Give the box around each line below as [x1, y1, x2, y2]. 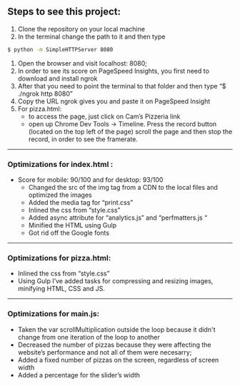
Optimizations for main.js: [7, 309, 100, 319]
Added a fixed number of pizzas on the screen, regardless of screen [17, 355, 219, 364]
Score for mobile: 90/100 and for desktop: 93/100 [17, 175, 164, 184]
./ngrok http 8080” [17, 89, 73, 98]
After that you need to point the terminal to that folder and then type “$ [17, 81, 226, 90]
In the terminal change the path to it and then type [17, 32, 166, 41]
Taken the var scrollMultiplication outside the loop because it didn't [17, 325, 216, 334]
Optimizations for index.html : [7, 159, 114, 169]
